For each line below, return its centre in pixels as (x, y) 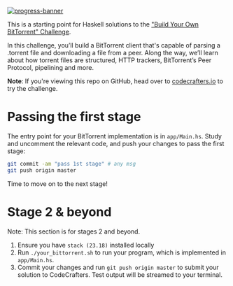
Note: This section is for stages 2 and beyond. (74, 231)
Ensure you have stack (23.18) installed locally (86, 245)
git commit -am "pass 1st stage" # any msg (72, 164)
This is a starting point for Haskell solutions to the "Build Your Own (103, 24)
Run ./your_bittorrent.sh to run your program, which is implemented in (121, 252)
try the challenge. (33, 88)
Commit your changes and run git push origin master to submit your (118, 267)
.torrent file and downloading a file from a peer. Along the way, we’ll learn (113, 53)
